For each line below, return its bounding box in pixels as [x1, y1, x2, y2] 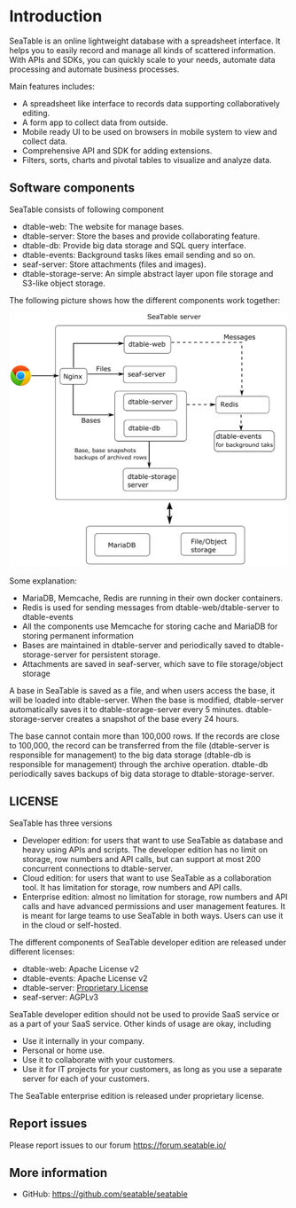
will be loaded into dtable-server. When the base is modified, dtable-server [9, 694, 284, 705]
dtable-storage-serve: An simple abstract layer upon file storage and [21, 268, 274, 278]
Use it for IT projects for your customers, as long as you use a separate [21, 1063, 283, 1074]
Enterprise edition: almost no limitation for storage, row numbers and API [21, 891, 288, 902]
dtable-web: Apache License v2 [21, 963, 139, 974]
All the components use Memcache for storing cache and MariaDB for [21, 621, 278, 631]
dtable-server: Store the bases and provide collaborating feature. [21, 231, 261, 241]
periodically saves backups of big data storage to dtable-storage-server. [9, 768, 275, 779]
